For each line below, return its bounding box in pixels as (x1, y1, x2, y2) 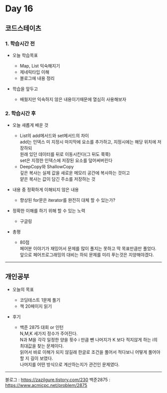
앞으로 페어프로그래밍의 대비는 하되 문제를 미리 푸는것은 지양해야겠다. (19, 252, 154, 258)
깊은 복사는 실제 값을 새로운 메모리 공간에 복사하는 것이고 (19, 170, 130, 176)
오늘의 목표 (12, 286, 34, 292)
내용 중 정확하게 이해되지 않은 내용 (12, 187, 79, 193)
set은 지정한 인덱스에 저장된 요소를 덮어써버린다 (19, 157, 113, 164)
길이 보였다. (30, 355, 53, 361)
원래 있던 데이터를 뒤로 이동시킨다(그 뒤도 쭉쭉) (19, 151, 111, 157)
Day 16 (5, 3, 33, 14)
